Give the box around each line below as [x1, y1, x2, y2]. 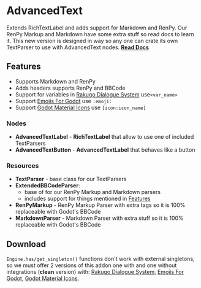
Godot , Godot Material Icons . [6, 274, 80, 282]
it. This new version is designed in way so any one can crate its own [6, 37, 178, 44]
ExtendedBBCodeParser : [15, 182, 80, 189]
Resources [6, 161, 39, 169]
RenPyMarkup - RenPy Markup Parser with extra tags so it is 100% [15, 201, 186, 209]
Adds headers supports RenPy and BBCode [15, 84, 126, 91]
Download [6, 239, 46, 249]
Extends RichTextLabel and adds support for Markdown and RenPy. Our [6, 24, 188, 31]
